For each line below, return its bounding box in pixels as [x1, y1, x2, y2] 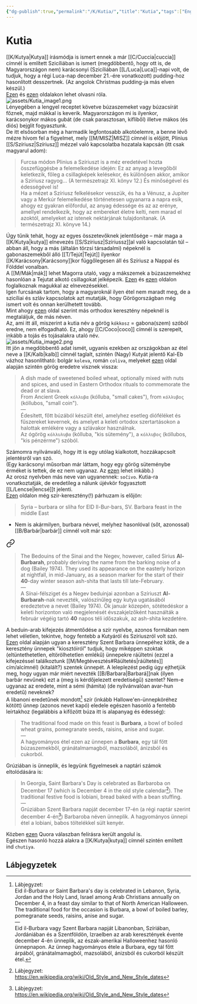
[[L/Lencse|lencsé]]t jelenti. [6, 486, 73, 493]
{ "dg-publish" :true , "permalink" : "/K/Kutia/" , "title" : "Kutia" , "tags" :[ [6, 8, 182, 15]
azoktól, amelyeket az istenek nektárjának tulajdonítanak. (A [20, 214, 166, 221]
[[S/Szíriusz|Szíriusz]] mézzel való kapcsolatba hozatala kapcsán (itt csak [6, 140, 185, 147]
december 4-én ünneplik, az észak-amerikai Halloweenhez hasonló [14, 937, 178, 944]
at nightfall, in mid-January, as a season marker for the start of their [20, 571, 184, 578]
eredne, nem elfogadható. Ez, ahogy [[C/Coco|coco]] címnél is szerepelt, [6, 325, 183, 332]
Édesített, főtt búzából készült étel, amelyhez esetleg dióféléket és [20, 412, 181, 419]
